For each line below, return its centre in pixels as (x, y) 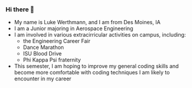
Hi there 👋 (20, 9)
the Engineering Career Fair (57, 41)
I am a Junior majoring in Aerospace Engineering (74, 28)
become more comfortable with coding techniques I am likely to (92, 73)
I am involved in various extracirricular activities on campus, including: (100, 35)
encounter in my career (43, 79)
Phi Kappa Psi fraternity (52, 60)
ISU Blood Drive (42, 54)
